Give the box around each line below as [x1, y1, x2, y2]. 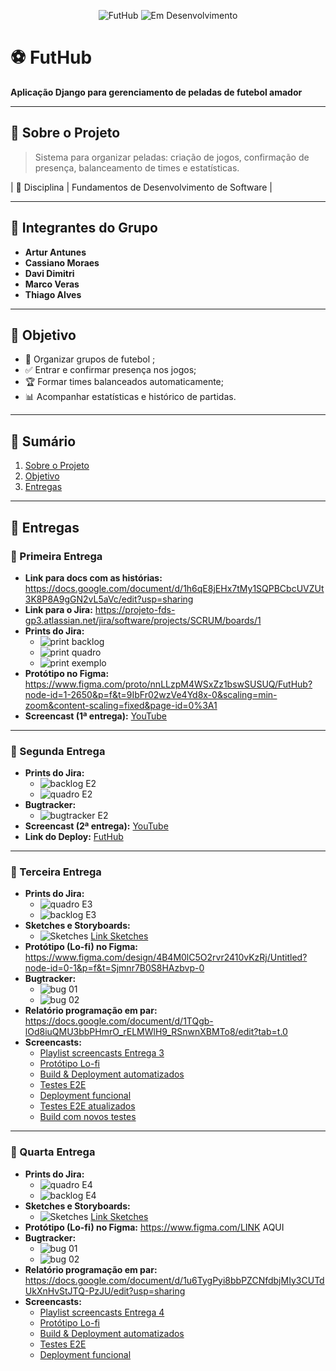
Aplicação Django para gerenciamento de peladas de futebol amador [10, 86, 303, 98]
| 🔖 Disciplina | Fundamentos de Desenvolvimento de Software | [10, 181, 273, 193]
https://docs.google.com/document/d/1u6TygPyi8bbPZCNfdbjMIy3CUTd [24, 1274, 325, 1286]
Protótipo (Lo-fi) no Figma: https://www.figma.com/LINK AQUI [24, 1221, 285, 1233]
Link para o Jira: [24, 603, 93, 615]
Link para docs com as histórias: [24, 571, 163, 584]
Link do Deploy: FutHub [24, 831, 124, 843]
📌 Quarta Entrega [10, 1145, 96, 1159]
